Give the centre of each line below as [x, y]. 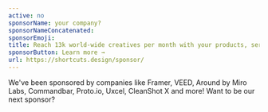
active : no [26, 15]
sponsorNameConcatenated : [51, 30]
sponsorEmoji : [32, 38]
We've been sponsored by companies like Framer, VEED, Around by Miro [128, 82]
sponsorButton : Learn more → [57, 52]
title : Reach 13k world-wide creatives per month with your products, [128, 45]
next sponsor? [32, 99]
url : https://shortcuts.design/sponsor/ [77, 60]
